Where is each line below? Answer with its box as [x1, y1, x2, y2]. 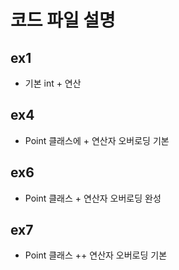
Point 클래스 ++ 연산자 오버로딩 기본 [24, 249, 168, 261]
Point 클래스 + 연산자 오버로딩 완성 [24, 192, 162, 204]
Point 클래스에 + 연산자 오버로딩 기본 [24, 134, 170, 146]
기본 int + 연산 [24, 77, 82, 89]
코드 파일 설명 [10, 9, 116, 32]
